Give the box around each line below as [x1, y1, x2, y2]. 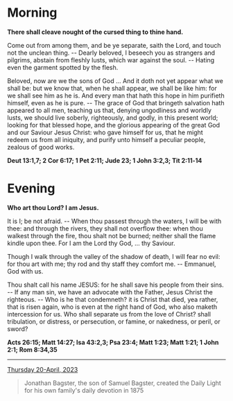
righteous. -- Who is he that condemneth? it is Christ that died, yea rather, [7, 295, 218, 303]
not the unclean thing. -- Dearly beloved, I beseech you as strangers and [7, 48, 216, 57]
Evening [7, 181, 55, 197]
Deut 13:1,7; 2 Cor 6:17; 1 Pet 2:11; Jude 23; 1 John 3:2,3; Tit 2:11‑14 [7, 156, 202, 164]
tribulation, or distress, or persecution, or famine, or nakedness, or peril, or [7, 317, 221, 326]
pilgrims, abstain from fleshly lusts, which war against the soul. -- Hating [7, 55, 215, 64]
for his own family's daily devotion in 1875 [24, 386, 144, 394]
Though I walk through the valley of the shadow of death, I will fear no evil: [7, 252, 221, 260]
